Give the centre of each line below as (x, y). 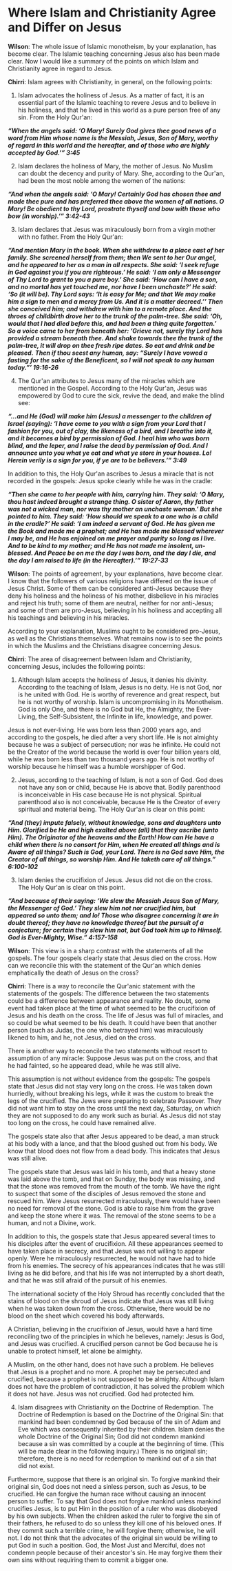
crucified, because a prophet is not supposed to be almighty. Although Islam (116, 1379)
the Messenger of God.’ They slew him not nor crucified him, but (102, 908)
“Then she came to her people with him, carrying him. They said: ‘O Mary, (116, 494)
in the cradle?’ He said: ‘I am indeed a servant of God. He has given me (112, 523)
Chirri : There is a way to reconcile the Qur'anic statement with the (102, 986)
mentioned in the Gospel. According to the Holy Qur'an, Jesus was (112, 388)
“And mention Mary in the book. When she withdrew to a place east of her (116, 250)
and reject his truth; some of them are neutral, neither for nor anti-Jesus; (111, 603)
